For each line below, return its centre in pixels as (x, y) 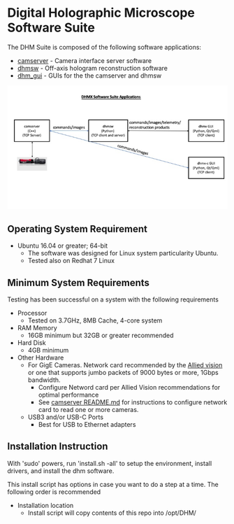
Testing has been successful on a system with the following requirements (113, 299)
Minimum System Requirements (79, 282)
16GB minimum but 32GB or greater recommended (101, 335)
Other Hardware (41, 357)
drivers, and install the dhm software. (61, 471)
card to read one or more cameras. (88, 410)
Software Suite (51, 28)
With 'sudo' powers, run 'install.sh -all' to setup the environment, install (110, 463)
